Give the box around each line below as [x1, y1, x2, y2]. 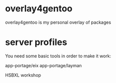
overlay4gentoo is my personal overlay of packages [5, 19, 112, 25]
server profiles [5, 37, 67, 48]
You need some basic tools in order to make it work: [5, 53, 112, 59]
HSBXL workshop [5, 72, 41, 78]
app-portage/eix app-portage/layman [5, 62, 82, 68]
